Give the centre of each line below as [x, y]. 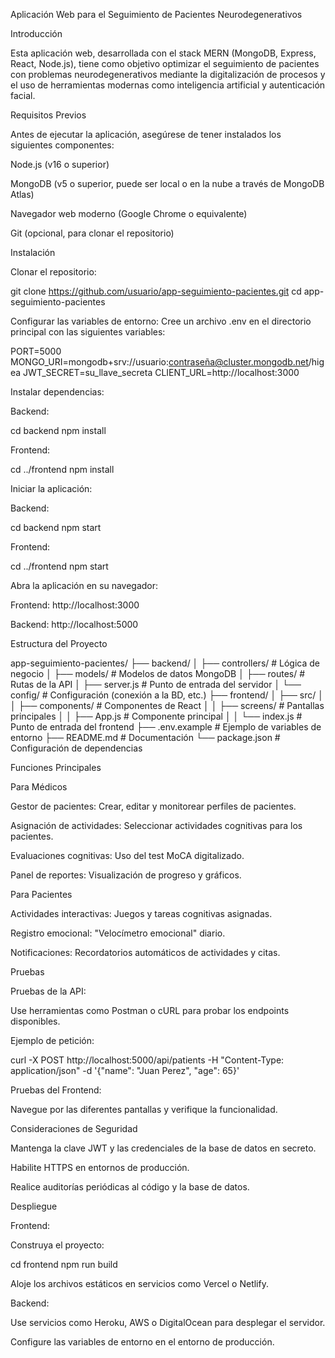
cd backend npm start [56, 527]
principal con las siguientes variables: [88, 332]
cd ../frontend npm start [59, 566]
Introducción [36, 33]
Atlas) [22, 194]
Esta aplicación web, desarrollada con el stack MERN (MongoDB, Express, [163, 53]
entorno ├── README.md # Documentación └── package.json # [145, 737]
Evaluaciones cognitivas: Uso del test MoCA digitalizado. [127, 855]
